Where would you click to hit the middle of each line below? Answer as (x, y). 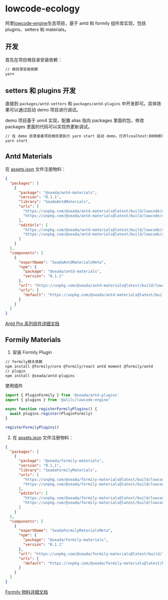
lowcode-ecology (42, 9)
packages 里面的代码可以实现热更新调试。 (49, 127)
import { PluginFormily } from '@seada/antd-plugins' (62, 395)
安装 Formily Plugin (32, 352)
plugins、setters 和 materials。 (37, 29)
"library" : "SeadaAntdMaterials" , (54, 202)
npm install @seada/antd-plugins (40, 375)
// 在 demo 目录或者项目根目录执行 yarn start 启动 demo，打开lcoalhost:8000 (82, 136)
